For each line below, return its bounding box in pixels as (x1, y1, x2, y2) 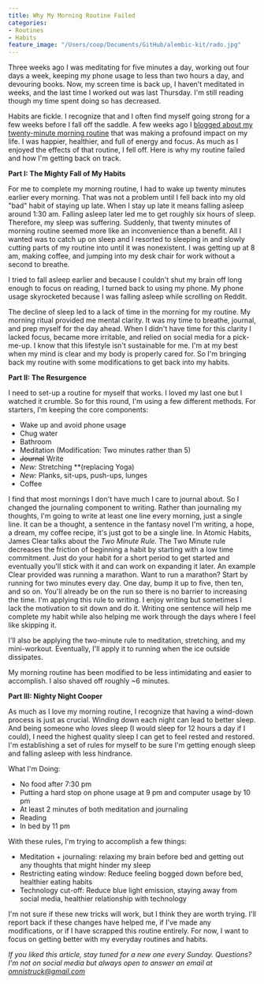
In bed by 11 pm (19, 821, 71, 831)
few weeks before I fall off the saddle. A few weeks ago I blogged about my (8, 120, 254, 130)
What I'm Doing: (8, 764, 61, 774)
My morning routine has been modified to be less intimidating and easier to (8, 668, 252, 677)
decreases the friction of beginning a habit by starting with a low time (8, 545, 234, 554)
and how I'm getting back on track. (8, 153, 121, 163)
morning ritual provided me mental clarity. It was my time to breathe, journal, (8, 315, 256, 325)
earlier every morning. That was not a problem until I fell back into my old (8, 193, 246, 202)
